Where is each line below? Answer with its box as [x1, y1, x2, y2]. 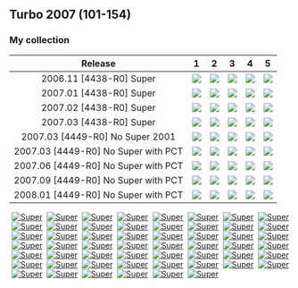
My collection [9, 34, 70, 47]
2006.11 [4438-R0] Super [41, 72, 156, 84]
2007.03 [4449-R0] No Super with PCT [13, 145, 184, 157]
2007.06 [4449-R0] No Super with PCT [13, 159, 184, 172]
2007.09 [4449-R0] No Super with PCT [13, 174, 184, 186]
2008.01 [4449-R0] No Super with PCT [13, 188, 184, 200]
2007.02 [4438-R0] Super [41, 101, 156, 114]
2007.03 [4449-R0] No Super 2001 [21, 130, 177, 142]
